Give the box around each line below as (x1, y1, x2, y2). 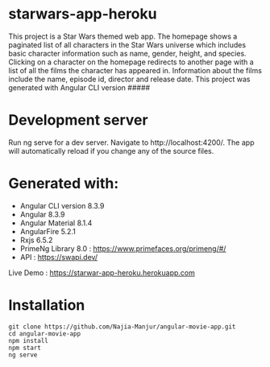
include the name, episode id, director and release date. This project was (8, 74, 251, 84)
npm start (8, 344, 42, 352)
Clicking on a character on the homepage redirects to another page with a (8, 57, 254, 67)
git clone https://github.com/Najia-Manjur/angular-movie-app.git (8, 323, 236, 331)
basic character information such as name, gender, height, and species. (8, 48, 247, 58)
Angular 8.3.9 (19, 209, 66, 219)
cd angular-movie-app (8, 329, 81, 338)
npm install (8, 336, 48, 344)
